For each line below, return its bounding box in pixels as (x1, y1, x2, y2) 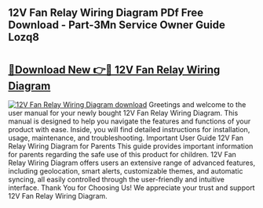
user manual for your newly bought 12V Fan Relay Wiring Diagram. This (8, 109, 239, 117)
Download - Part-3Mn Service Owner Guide (8, 19, 226, 32)
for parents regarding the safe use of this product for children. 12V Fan (8, 150, 237, 159)
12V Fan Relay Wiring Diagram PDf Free (8, 6, 204, 20)
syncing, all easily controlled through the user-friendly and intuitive (8, 175, 225, 184)
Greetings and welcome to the (148, 100, 247, 109)
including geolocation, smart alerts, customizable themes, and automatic (8, 167, 243, 175)
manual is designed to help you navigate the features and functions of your (8, 117, 251, 126)
